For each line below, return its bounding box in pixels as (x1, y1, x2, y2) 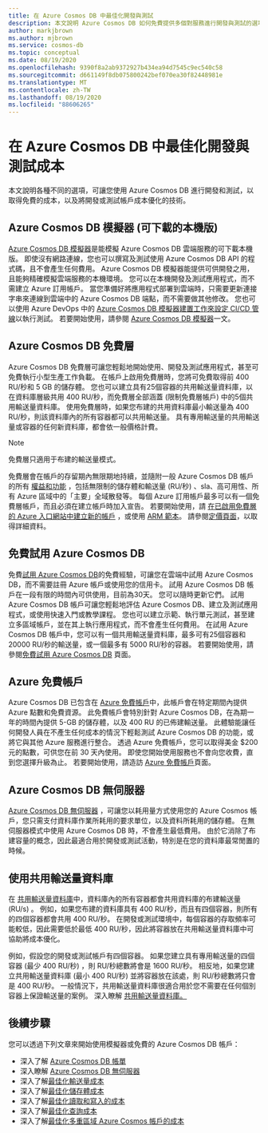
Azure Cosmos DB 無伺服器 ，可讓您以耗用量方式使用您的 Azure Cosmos (8, 806, 249, 815)
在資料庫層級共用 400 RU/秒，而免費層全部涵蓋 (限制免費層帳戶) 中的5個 (8, 392, 246, 402)
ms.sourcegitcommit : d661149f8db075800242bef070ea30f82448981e (8, 71, 223, 79)
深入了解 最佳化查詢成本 (19, 1106, 97, 1115)
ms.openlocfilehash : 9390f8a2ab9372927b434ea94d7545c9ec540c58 (8, 64, 223, 72)
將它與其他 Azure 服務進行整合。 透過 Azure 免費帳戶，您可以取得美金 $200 (8, 738, 258, 747)
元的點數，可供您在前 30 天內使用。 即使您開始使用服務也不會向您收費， (8, 747, 247, 757)
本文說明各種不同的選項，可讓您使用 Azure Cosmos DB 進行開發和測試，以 (8, 185, 254, 196)
